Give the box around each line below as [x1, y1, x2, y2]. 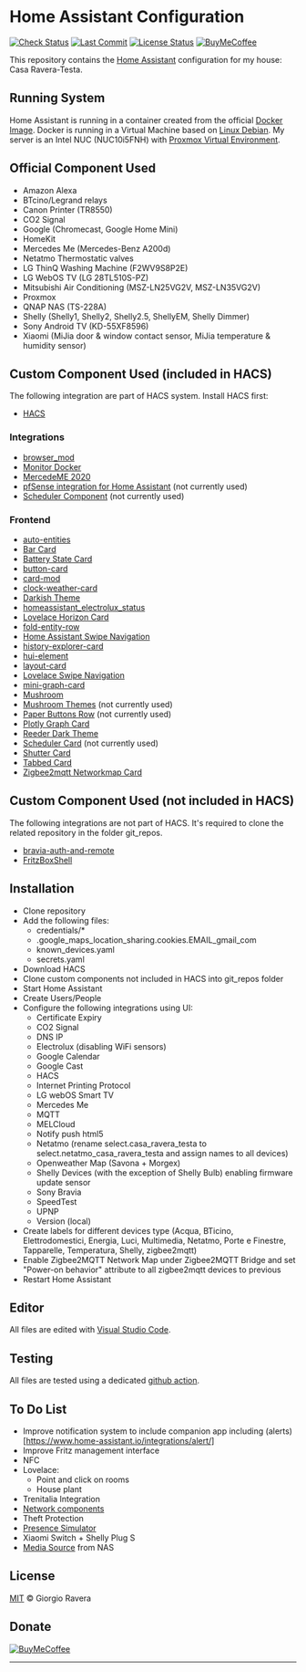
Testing [9, 1351, 54, 1366]
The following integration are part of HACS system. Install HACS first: [9, 391, 269, 402]
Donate [9, 1619, 52, 1635]
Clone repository [22, 905, 87, 916]
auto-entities [22, 534, 71, 545]
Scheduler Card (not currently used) [22, 737, 159, 748]
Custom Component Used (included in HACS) [9, 366, 272, 381]
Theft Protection [22, 1513, 85, 1524]
